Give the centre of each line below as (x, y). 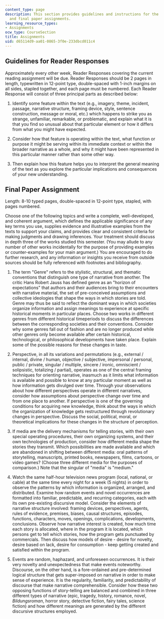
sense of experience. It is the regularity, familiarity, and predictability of (84, 580)
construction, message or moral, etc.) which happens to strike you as (82, 113)
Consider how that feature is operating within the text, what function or (84, 139)
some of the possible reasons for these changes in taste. (70, 345)
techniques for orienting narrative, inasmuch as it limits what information (85, 375)
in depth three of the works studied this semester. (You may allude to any (79, 242)
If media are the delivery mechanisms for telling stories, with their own (83, 431)
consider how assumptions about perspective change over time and (81, 396)
